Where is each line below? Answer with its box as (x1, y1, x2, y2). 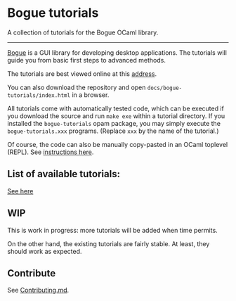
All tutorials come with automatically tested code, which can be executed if (7, 104, 225, 113)
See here (7, 186, 34, 195)
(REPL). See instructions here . (7, 148, 94, 156)
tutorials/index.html (7, 91, 71, 99)
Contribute (7, 267, 56, 279)
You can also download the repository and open (7, 83, 146, 91)
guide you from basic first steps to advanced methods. (7, 56, 166, 64)
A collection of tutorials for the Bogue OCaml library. (7, 28, 159, 37)
